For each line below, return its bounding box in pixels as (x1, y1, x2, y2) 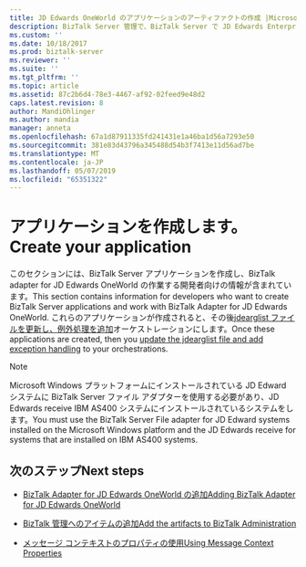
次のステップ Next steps (9, 463, 144, 478)
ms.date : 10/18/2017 (9, 38, 88, 48)
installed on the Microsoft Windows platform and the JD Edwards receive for (9, 425, 296, 436)
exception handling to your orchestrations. (9, 343, 168, 354)
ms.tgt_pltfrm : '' (9, 73, 79, 82)
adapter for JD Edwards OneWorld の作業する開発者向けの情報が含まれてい (9, 279, 292, 290)
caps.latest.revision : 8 (9, 98, 104, 108)
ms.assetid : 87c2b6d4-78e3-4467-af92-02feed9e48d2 (9, 89, 206, 99)
